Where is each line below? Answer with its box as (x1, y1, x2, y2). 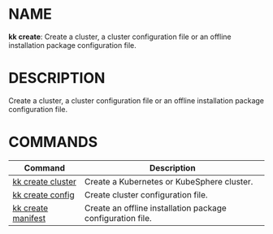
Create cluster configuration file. (84, 188, 209, 200)
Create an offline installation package (84, 202, 227, 214)
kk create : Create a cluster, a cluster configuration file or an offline (8, 32, 232, 41)
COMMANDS (8, 133, 98, 151)
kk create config (12, 188, 75, 200)
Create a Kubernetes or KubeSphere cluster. (84, 175, 253, 187)
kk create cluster (12, 175, 77, 187)
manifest (12, 212, 46, 223)
